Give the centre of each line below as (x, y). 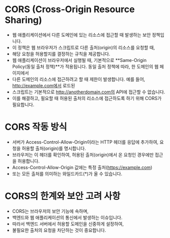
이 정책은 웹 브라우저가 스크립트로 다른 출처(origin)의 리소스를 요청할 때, (83, 47)
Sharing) (23, 20)
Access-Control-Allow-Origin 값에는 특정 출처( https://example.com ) (82, 167)
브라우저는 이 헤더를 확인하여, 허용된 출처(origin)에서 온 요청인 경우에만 (83, 155)
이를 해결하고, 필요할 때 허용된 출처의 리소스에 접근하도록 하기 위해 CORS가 (87, 98)
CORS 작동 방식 (36, 127)
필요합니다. (23, 105)
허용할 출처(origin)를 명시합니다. (54, 148)
